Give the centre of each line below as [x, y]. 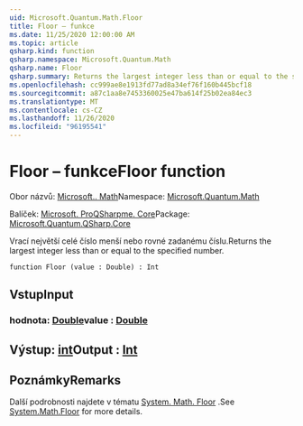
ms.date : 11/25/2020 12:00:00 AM [72, 34]
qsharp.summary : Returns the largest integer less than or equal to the [149, 77]
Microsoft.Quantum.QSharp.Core [70, 223]
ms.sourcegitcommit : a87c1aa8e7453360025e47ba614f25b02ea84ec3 [131, 93]
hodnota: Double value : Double [79, 320]
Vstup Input [41, 295]
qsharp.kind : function [52, 51]
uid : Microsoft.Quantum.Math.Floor [76, 18]
